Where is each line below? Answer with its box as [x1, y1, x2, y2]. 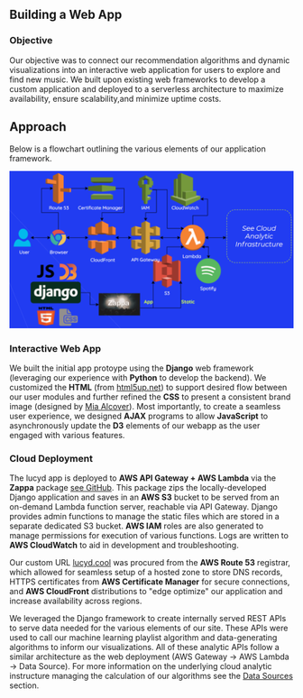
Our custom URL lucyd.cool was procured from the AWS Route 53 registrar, [9, 557, 291, 568]
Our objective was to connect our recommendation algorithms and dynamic [9, 54, 290, 66]
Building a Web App [9, 7, 123, 23]
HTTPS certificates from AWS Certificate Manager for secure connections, [9, 576, 290, 587]
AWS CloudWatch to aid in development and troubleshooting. [9, 540, 239, 551]
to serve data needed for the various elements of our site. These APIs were [9, 622, 289, 634]
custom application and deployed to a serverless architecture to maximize [9, 83, 284, 94]
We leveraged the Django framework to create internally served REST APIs [9, 613, 287, 624]
